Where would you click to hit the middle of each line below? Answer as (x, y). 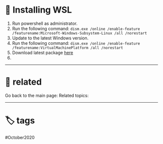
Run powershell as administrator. (45, 23)
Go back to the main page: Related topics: (47, 95)
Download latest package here (43, 53)
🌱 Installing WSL (39, 10)
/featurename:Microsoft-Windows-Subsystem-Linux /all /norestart (79, 33)
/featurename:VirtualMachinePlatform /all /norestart (67, 48)
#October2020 (20, 137)
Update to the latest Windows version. (50, 38)
